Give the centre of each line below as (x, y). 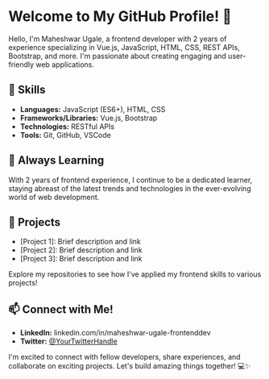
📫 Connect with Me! (61, 309)
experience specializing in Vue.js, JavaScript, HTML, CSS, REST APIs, (124, 47)
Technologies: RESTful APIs (67, 126)
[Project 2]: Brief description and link (81, 250)
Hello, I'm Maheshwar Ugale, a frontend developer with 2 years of (118, 39)
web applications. (65, 65)
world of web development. (54, 197)
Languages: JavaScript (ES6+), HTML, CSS (93, 109)
